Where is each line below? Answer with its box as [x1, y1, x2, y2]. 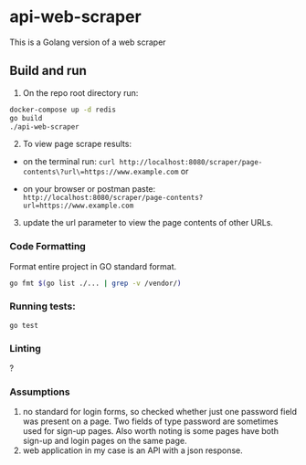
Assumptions [9, 386, 70, 398]
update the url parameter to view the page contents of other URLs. [22, 217, 274, 228]
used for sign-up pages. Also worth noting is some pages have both [22, 426, 280, 437]
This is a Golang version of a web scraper [9, 37, 166, 48]
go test [9, 321, 39, 330]
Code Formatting [9, 240, 87, 253]
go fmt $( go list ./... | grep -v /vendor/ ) [9, 279, 182, 288]
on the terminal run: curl [22, 156, 116, 167]
